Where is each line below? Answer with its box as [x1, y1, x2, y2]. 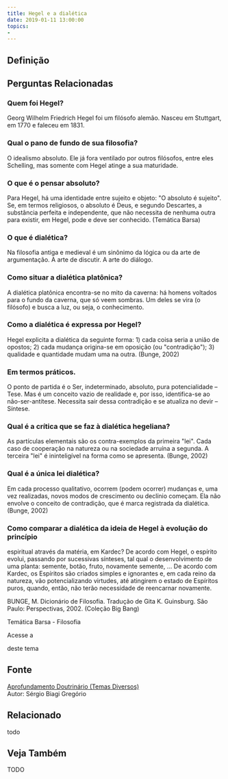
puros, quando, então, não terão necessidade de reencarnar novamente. [7, 584, 212, 592]
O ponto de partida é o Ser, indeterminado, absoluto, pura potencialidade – [7, 383, 218, 391]
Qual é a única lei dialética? [7, 469, 100, 478]
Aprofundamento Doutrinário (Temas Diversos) [7, 682, 140, 691]
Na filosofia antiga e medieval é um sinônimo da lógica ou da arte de [7, 248, 201, 257]
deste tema [7, 645, 39, 652]
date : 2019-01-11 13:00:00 [7, 16, 84, 23]
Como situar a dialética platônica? [7, 273, 123, 282]
